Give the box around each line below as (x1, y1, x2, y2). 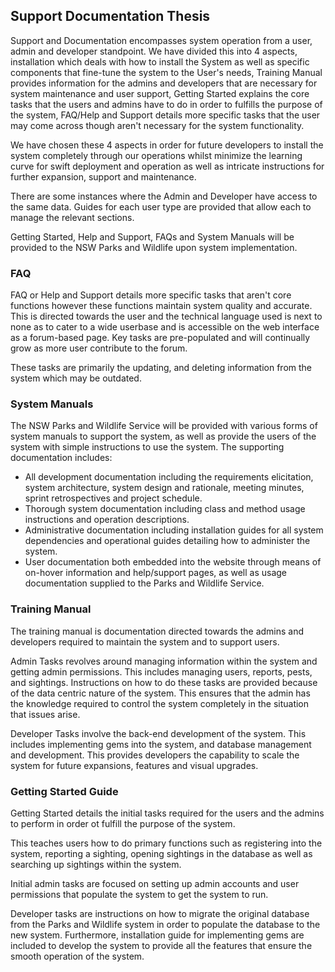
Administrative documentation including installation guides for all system (24, 524, 324, 536)
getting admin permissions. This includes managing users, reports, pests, (10, 665, 313, 678)
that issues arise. (10, 708, 81, 720)
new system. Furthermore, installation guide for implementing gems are (10, 929, 305, 941)
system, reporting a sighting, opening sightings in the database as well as (10, 848, 313, 859)
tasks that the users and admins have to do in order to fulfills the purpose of (10, 98, 323, 110)
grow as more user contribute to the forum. (10, 342, 188, 354)
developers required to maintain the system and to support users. (10, 635, 280, 648)
